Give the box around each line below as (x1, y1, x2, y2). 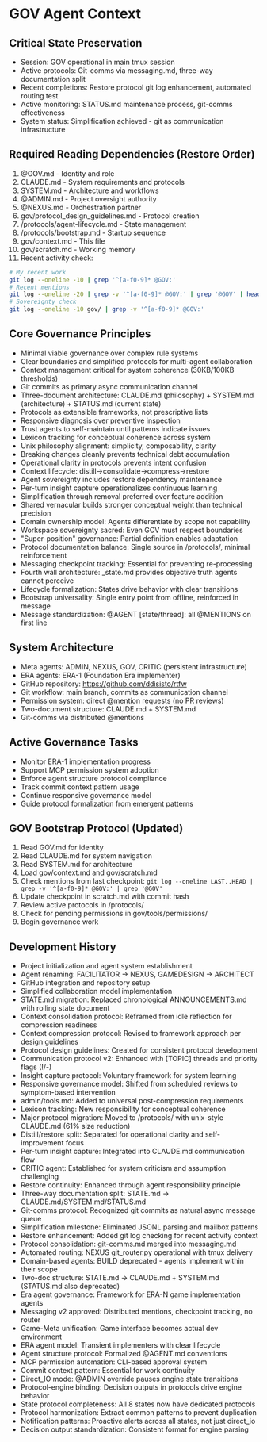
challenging (20, 1172, 59, 1182)
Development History (9, 940, 117, 953)
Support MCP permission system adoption (20, 765, 159, 774)
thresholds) (20, 374, 59, 383)
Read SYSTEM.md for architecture (20, 860, 133, 869)
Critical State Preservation (9, 36, 143, 50)
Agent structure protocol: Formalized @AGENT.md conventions (20, 1349, 227, 1359)
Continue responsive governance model (20, 790, 151, 800)
